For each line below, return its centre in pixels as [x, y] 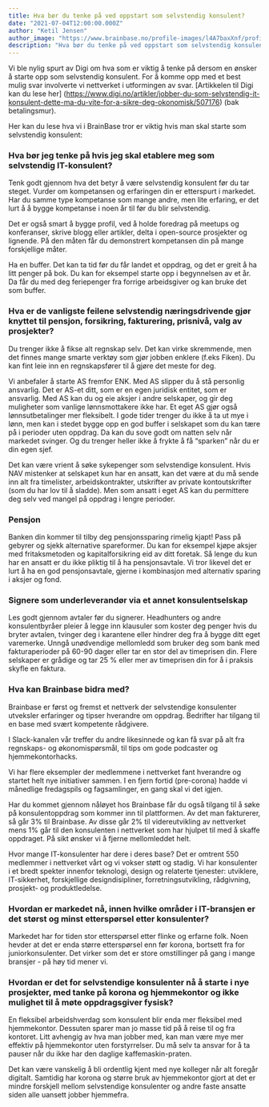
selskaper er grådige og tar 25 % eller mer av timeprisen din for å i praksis [131, 660]
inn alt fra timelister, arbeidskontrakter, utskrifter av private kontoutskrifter [130, 482]
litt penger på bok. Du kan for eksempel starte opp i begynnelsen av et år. [130, 274]
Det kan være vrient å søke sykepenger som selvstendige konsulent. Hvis [129, 464]
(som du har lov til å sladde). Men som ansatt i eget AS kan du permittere [129, 490]
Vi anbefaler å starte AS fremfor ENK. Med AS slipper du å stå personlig [126, 381]
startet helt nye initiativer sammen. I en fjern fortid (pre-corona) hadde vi [128, 780]
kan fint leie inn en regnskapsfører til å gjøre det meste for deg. [112, 366]
